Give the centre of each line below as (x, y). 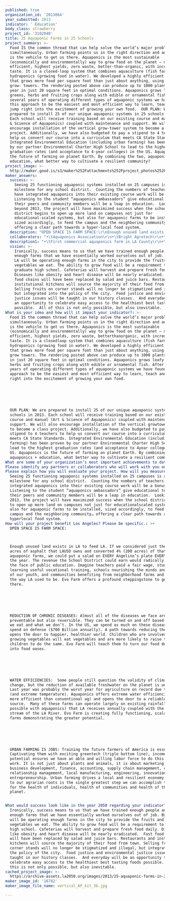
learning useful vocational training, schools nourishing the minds (83, 570)
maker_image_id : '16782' (31, 881)
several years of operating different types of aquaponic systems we (84, 100)
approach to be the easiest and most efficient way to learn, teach (83, 374)
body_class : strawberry (30, 29)
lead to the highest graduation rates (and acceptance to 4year (79, 448)
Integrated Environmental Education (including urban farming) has (82, 142)
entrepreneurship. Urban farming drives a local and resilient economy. (88, 778)
